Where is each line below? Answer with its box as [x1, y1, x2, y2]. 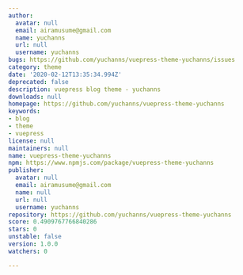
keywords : [8, 108, 41, 116]
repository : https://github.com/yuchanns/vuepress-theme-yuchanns [8, 211, 232, 219]
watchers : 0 [8, 247, 47, 255]
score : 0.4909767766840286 [8, 218, 97, 226]
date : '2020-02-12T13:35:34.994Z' [8, 71, 123, 78]
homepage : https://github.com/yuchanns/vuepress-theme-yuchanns [8, 100, 225, 108]
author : [8, 11, 34, 20]
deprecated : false [8, 78, 69, 86]
